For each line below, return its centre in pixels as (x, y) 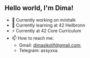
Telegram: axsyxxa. (39, 50)
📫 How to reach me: (33, 38)
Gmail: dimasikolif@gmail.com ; (50, 45)
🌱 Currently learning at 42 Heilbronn (48, 25)
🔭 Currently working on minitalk (44, 20)
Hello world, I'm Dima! (39, 8)
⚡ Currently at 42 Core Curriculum (46, 30)
